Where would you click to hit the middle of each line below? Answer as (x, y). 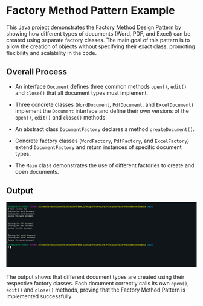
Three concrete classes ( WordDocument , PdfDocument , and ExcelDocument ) (104, 104)
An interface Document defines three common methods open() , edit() (101, 86)
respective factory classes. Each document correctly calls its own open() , (98, 284)
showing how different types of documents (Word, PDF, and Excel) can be (98, 33)
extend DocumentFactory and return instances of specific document (98, 147)
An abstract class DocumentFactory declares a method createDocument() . (105, 129)
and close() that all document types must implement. (82, 93)
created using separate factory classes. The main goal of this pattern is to (98, 40)
